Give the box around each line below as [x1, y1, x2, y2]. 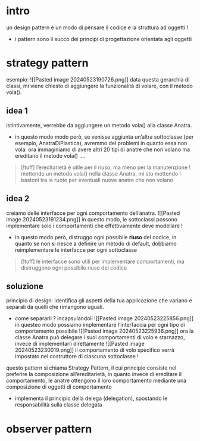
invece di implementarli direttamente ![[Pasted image [14, 340, 145, 348]
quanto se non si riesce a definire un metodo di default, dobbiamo [14, 240, 177, 247]
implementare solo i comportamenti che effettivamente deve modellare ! [6, 222, 183, 229]
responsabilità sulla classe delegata [14, 401, 102, 408]
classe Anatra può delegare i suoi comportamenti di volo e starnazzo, [14, 334, 186, 341]
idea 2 [6, 193, 30, 204]
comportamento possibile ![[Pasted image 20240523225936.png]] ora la [14, 327, 194, 334]
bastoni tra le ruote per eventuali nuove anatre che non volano [20, 176, 174, 183]
